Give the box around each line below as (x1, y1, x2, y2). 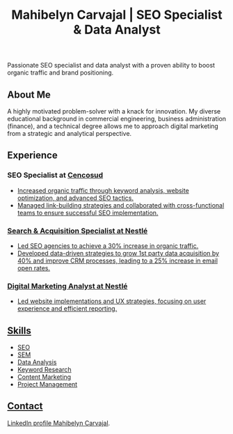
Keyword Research (17, 366, 72, 374)
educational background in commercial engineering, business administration (7, 115, 227, 123)
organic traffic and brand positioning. (7, 68, 114, 77)
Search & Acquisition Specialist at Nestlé (7, 226, 148, 235)
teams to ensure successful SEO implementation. (17, 208, 159, 217)
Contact (7, 401, 43, 412)
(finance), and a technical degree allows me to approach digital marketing (7, 122, 219, 130)
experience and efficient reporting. (17, 304, 118, 313)
